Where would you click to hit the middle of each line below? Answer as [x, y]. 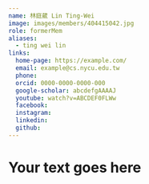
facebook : [32, 105]
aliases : [23, 38]
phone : [26, 76]
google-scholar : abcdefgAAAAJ [66, 90]
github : [28, 128]
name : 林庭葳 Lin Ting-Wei [51, 16]
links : [19, 53]
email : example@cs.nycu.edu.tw [68, 68]
